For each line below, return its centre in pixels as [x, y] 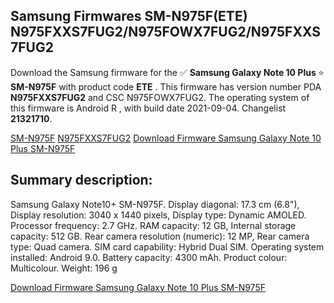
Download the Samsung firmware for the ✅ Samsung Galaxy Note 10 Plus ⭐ [167, 72]
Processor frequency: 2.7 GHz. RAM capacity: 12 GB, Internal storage [153, 225]
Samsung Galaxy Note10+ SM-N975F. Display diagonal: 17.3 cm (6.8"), [155, 204]
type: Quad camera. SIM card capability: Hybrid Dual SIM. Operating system [167, 246]
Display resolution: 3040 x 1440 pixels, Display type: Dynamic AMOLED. [158, 215]
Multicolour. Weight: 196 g [64, 268]
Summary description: [81, 180]
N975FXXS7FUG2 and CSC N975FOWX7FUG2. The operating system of [160, 97]
